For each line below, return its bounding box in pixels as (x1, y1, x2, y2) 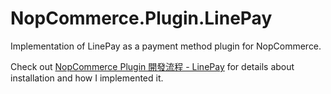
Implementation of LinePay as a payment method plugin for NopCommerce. (10, 40, 322, 52)
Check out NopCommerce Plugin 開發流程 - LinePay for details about (10, 60, 295, 72)
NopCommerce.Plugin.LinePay (10, 7, 273, 30)
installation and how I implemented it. (10, 72, 164, 84)
